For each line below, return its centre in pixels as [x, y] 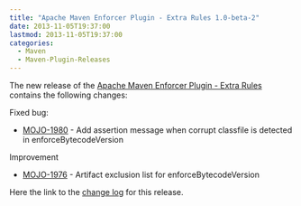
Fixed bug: [29, 112]
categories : [32, 43]
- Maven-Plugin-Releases [64, 60]
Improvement [34, 157]
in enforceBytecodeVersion [73, 140]
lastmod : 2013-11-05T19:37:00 [66, 34]
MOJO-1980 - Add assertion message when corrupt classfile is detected [157, 130]
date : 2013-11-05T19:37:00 [60, 26]
